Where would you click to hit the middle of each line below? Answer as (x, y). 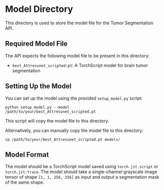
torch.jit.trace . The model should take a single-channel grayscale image (81, 172)
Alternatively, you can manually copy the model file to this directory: (74, 130)
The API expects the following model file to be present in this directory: (77, 56)
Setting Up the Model (38, 86)
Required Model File (36, 44)
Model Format (27, 155)
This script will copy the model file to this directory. (57, 121)
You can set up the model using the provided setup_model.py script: (74, 98)
